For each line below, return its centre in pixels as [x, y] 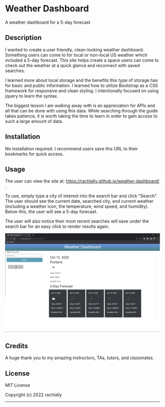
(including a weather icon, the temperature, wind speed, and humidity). [77, 206]
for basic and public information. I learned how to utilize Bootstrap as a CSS [82, 85]
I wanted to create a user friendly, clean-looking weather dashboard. [75, 49]
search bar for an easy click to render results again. [57, 226]
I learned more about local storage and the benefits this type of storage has [82, 80]
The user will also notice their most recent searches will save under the [77, 221]
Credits [17, 346]
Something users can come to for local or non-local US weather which [76, 55]
